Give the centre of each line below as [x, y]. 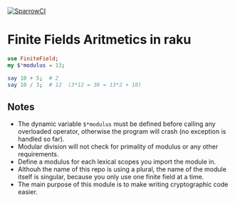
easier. [27, 192]
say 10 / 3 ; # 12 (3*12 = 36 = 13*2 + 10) [74, 85]
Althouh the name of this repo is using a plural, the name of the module [122, 169]
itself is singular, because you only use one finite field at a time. [111, 177]
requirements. [38, 154]
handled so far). [41, 139]
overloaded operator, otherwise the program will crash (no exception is [122, 132]
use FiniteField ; [33, 58]
